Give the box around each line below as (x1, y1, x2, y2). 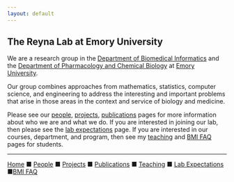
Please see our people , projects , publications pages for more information (7, 110, 217, 119)
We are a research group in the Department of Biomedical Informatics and (7, 54, 219, 63)
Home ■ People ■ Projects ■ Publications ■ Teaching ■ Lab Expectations (7, 160, 224, 169)
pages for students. (7, 140, 64, 149)
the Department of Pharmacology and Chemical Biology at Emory (7, 62, 195, 70)
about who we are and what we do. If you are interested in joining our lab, (7, 118, 219, 126)
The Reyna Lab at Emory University (7, 36, 164, 48)
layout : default (7, 10, 54, 17)
